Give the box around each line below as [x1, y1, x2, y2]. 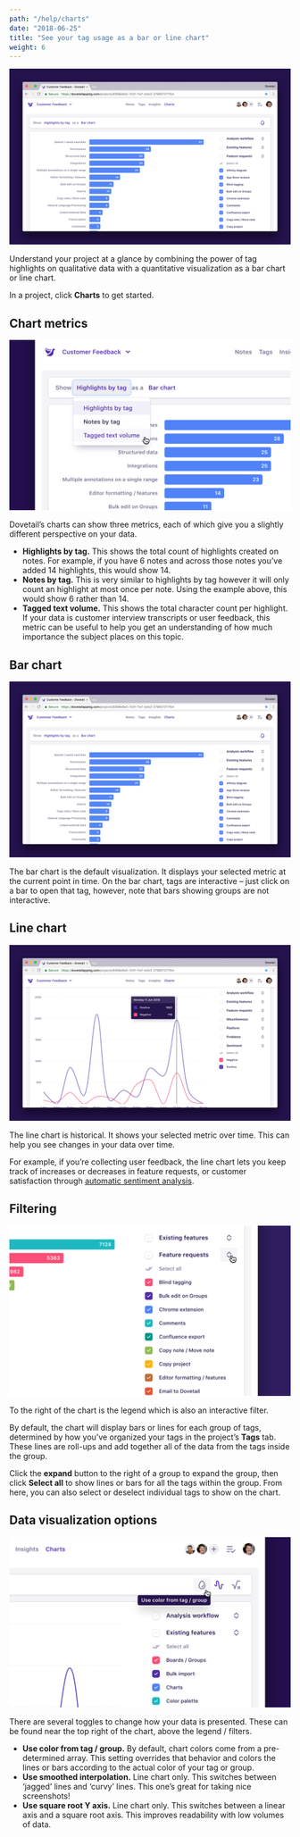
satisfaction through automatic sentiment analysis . [9, 1175, 195, 1186]
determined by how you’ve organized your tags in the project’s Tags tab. [9, 1432, 277, 1442]
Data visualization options [9, 1513, 158, 1528]
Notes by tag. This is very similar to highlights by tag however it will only [21, 574, 290, 585]
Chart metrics [9, 315, 88, 330]
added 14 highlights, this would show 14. [21, 565, 171, 576]
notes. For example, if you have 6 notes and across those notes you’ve [21, 555, 283, 566]
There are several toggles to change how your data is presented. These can [9, 1716, 288, 1727]
